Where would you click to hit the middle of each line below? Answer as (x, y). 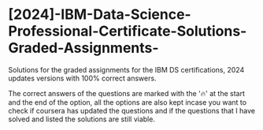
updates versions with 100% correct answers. (82, 78)
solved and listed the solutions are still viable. (82, 119)
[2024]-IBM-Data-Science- (100, 15)
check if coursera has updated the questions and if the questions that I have (132, 110)
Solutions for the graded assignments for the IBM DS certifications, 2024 (126, 69)
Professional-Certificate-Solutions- (128, 31)
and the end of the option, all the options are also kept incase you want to (127, 102)
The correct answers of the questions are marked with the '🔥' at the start (127, 93)
